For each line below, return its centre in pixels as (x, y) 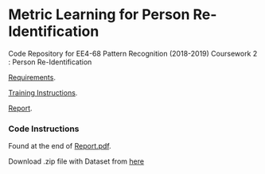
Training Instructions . (43, 92)
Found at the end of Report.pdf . (60, 146)
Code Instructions (44, 129)
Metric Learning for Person (99, 15)
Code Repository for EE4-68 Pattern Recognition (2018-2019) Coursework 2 (133, 53)
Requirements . (32, 77)
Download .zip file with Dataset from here (76, 161)
